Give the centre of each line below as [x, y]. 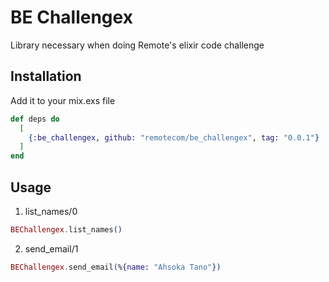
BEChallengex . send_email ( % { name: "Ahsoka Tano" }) [116, 267]
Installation [46, 76]
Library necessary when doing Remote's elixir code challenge [137, 45]
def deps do [35, 119]
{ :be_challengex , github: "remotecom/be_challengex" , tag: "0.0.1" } [174, 137]
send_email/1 [51, 248]
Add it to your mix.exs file [63, 100]
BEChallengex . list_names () [66, 229]
